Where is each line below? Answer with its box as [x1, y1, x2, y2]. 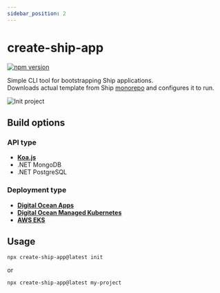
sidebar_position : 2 [7, 10, 67, 17]
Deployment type [7, 185, 67, 195]
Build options [7, 117, 66, 129]
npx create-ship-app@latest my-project [7, 279, 122, 287]
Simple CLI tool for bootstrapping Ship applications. [7, 76, 154, 84]
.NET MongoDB [17, 160, 62, 169]
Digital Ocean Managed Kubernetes [17, 208, 122, 216]
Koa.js [17, 153, 37, 162]
